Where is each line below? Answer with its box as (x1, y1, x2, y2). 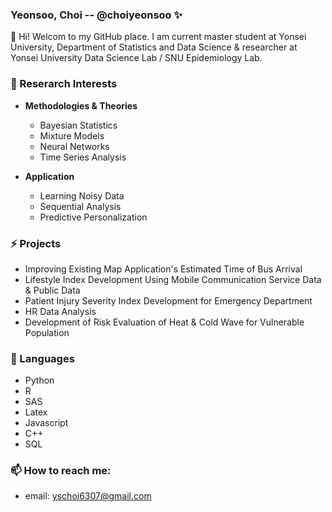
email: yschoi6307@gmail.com (24, 490, 152, 502)
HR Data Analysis (24, 305, 97, 317)
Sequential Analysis (39, 200, 122, 212)
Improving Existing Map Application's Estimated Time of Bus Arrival (24, 263, 303, 275)
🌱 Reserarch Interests (10, 77, 118, 91)
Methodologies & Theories (24, 99, 138, 112)
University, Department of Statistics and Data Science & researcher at (10, 41, 298, 53)
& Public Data (24, 284, 81, 296)
